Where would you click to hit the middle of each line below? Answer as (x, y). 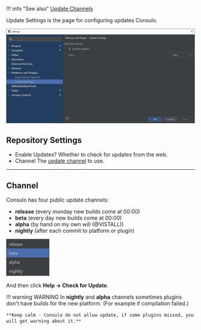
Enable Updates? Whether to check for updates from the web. (91, 155)
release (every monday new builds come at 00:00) (77, 212)
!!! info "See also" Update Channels (50, 9)
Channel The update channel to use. (60, 161)
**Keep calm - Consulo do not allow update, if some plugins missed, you (100, 315)
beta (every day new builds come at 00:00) (68, 218)
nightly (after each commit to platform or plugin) (74, 231)
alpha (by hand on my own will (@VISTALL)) (69, 224)
